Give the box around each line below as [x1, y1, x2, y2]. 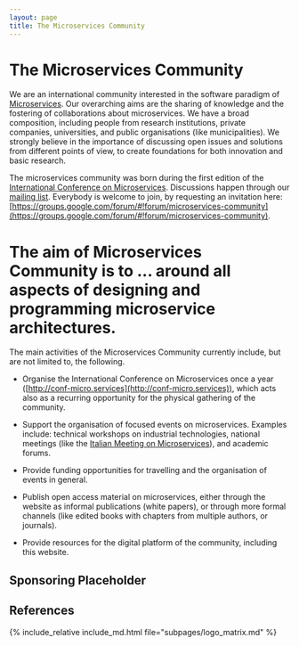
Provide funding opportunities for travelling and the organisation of [21, 465, 267, 476]
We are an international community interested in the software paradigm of [9, 89, 280, 100]
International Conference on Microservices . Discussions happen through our [9, 182, 290, 192]
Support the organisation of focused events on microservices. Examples [21, 420, 287, 430]
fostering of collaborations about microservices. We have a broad [9, 108, 250, 119]
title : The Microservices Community [9, 21, 145, 30]
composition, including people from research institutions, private [9, 118, 246, 128]
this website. [21, 547, 69, 558]
